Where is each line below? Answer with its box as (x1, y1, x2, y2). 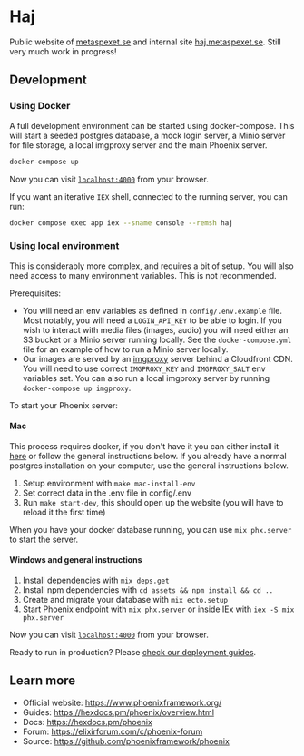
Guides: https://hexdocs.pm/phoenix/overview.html (22, 706, 215, 718)
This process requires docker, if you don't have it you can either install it (9, 440, 279, 451)
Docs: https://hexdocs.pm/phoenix (22, 716, 152, 727)
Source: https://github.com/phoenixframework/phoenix (22, 735, 230, 746)
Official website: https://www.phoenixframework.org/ (22, 697, 222, 708)
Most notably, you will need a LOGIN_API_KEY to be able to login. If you (22, 315, 283, 326)
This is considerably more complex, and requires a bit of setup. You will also (9, 260, 294, 271)
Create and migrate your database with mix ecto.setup (22, 594, 229, 605)
